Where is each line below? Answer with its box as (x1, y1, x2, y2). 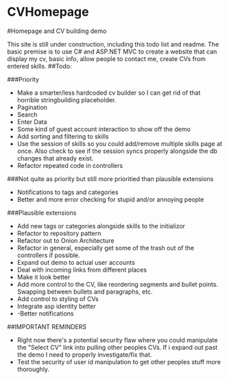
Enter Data (16, 117, 47, 126)
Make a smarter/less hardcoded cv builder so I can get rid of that (16, 88, 201, 97)
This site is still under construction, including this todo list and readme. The (7, 40, 219, 48)
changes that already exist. (16, 154, 94, 162)
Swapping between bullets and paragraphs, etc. (16, 287, 153, 296)
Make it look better (16, 272, 71, 281)
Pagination (16, 103, 48, 111)
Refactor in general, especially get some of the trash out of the (16, 244, 195, 252)
